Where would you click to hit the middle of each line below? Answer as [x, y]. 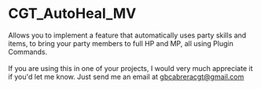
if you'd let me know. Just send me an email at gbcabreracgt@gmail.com [126, 77]
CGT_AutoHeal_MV [72, 14]
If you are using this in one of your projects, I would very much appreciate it [130, 68]
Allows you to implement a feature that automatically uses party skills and [127, 35]
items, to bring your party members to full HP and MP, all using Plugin [121, 43]
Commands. [28, 52]
